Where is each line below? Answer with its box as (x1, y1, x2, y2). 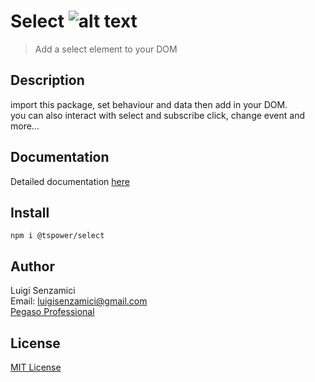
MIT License (10, 361, 62, 373)
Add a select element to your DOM (34, 43, 178, 55)
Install (10, 204, 50, 221)
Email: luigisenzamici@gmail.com (10, 295, 148, 307)
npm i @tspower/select (10, 231, 105, 241)
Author (10, 258, 55, 275)
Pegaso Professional (10, 306, 95, 318)
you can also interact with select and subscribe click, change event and (10, 109, 305, 121)
